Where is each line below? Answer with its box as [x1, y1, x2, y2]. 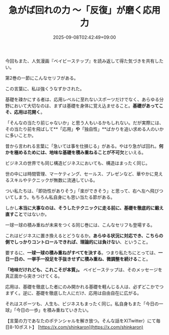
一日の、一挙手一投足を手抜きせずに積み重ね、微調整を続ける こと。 [9, 256, 151, 262]
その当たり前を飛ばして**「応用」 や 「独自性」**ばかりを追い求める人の [5, 126, 155, 132]
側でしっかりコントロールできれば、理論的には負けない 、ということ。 [5, 239, 151, 245]
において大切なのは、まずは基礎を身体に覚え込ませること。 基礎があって [9, 102, 159, 108]
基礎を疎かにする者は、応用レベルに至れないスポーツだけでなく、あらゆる [5, 96, 159, 102]
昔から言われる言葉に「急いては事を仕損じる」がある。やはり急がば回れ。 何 [5, 143, 163, 149]
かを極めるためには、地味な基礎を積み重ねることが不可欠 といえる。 [5, 149, 146, 155]
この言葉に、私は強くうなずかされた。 [5, 85, 84, 91]
